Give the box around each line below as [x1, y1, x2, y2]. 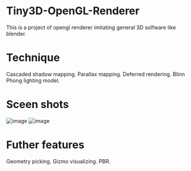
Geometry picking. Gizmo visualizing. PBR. [6, 157, 111, 164]
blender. [6, 30, 27, 37]
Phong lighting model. [6, 77, 60, 84]
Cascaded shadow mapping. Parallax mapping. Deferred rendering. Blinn [6, 70, 186, 78]
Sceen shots [6, 98, 70, 111]
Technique [6, 51, 60, 65]
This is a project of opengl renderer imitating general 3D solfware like [6, 24, 177, 31]
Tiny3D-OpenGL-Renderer [6, 4, 140, 18]
